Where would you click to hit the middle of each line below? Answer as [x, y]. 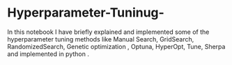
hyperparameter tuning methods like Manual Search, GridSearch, [101, 39]
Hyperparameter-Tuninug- [86, 13]
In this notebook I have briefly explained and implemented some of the [108, 32]
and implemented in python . [48, 54]
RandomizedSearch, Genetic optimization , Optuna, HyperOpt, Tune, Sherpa [116, 46]
